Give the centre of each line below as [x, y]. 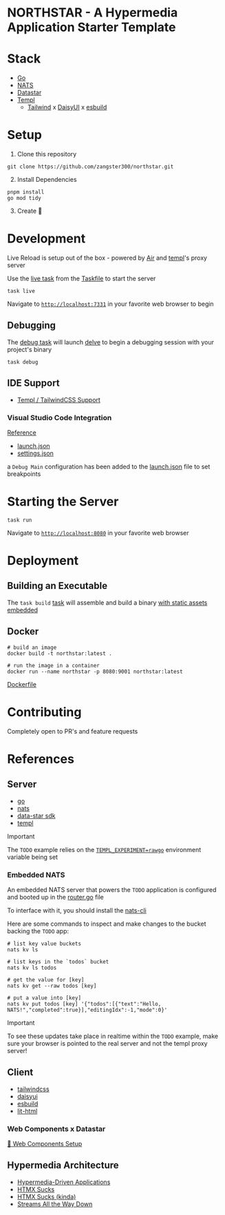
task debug [23, 362]
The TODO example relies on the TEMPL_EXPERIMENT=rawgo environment [104, 849]
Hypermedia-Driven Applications [64, 1182]
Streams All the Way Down [55, 1204]
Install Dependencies [47, 180]
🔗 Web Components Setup [45, 1144]
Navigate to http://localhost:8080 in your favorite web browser [98, 532]
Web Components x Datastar [56, 1129]
